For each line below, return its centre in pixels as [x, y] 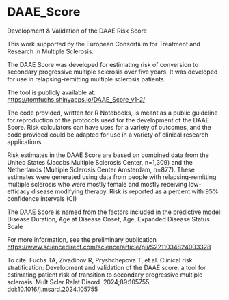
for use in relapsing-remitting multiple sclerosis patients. [86, 79]
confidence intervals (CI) [42, 198]
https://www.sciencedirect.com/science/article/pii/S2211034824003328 [109, 247]
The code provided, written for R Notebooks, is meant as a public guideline [112, 113]
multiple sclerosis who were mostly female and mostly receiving [97, 184]
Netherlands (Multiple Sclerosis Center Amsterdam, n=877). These [101, 169]
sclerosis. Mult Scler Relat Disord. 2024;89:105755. [79, 282]
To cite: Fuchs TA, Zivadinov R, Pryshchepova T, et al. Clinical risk [100, 260]
